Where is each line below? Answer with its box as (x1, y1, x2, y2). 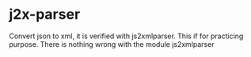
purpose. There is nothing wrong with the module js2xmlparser (9, 39, 215, 48)
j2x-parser (9, 5, 81, 23)
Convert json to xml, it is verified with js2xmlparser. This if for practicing (9, 31, 244, 41)
